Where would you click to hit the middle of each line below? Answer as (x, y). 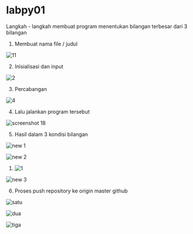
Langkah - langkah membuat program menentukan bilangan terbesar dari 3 (97, 26)
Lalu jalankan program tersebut (52, 111)
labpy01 (26, 10)
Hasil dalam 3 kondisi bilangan (51, 134)
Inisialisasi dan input (39, 66)
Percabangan (31, 89)
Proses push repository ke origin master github (71, 191)
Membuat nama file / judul (46, 44)
